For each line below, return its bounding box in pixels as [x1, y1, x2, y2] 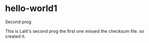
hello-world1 [5, 3, 58, 14]
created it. [5, 33, 26, 39]
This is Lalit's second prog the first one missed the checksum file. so [5, 28, 145, 34]
